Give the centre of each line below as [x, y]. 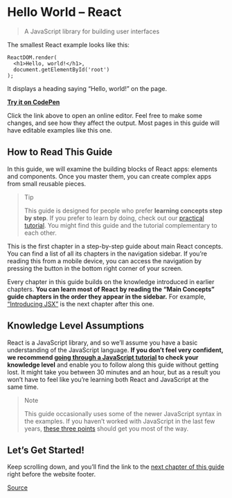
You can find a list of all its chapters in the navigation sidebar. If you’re [107, 254]
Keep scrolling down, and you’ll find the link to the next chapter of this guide [116, 467]
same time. [23, 387]
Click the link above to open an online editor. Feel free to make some [105, 115]
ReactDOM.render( [32, 57]
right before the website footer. [52, 474]
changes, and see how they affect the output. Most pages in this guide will [114, 123]
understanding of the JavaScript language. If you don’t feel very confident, [115, 350]
